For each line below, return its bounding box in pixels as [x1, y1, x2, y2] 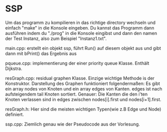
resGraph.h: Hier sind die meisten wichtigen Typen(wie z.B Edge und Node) [5, 106, 161, 112]
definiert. [5, 111, 24, 117]
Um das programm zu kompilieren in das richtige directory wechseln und [5, 19, 156, 25]
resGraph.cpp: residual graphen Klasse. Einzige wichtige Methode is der [5, 75, 154, 81]
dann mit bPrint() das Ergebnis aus [5, 50, 77, 56]
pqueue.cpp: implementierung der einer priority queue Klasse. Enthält [5, 60, 149, 66]
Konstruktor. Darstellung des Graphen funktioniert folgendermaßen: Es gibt [5, 80, 160, 86]
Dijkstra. [5, 65, 23, 71]
